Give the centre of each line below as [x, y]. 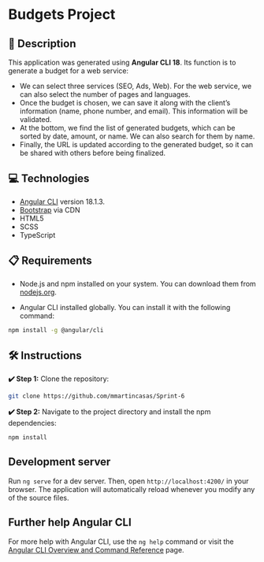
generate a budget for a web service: [68, 71]
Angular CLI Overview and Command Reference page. [96, 549]
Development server [59, 462]
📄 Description [42, 44]
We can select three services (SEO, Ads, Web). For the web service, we [136, 86]
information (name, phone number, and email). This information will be [134, 111]
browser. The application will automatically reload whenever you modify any [132, 489]
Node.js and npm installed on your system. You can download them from [138, 283]
